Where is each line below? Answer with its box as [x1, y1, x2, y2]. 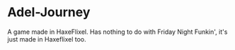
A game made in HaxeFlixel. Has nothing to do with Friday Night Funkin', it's [7, 27, 228, 36]
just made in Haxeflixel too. [7, 35, 86, 43]
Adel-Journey [7, 4, 91, 20]
